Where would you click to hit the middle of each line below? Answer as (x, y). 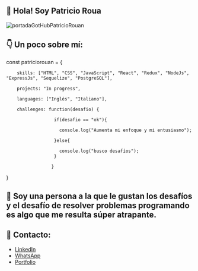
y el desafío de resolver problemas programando (98, 206)
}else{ (62, 140)
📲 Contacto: (28, 235)
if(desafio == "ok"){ (81, 119)
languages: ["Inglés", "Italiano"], (62, 99)
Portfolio (25, 261)
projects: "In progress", (49, 89)
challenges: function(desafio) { (58, 109)
